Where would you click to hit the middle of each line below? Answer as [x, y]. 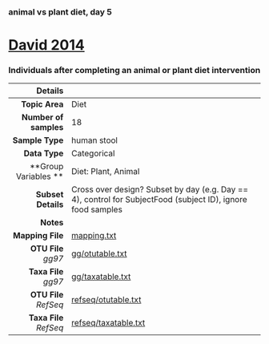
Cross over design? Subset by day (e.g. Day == [160, 189]
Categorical [93, 153]
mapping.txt [94, 236]
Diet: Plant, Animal [105, 172]
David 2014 [47, 45]
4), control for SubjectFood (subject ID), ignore [159, 200]
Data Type [44, 153]
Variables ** [40, 176]
